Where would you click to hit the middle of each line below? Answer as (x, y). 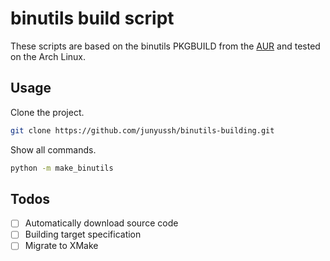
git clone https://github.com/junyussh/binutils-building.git (142, 130)
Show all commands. (53, 149)
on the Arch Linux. (48, 56)
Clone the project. (47, 112)
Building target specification (83, 234)
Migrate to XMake (61, 246)
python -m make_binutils (62, 168)
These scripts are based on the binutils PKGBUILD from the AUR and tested (165, 46)
